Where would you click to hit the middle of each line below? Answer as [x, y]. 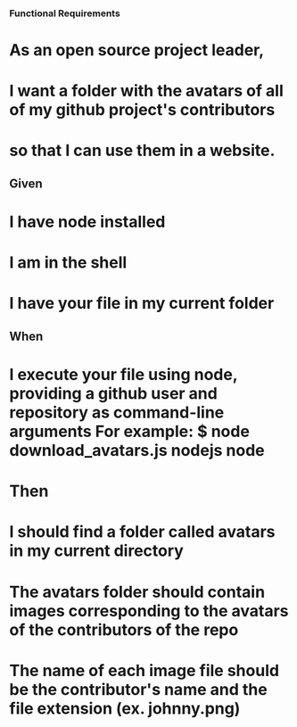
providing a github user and [114, 394]
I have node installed [87, 222]
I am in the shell [68, 263]
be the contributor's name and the [138, 689]
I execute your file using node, [124, 375]
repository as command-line [117, 413]
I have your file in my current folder [142, 304]
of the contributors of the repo [124, 629]
